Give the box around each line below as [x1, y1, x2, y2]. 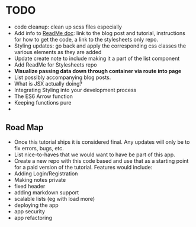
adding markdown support [14, 188, 79, 196]
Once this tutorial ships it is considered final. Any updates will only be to [14, 138, 190, 146]
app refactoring [14, 214, 53, 221]
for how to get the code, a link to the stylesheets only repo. [14, 36, 158, 43]
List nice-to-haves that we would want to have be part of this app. [14, 151, 175, 158]
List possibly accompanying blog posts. [14, 74, 111, 81]
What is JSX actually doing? [14, 80, 82, 87]
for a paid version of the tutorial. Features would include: [14, 163, 153, 171]
